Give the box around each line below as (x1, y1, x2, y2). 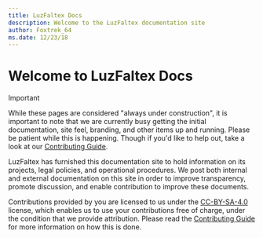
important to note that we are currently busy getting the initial (8, 117, 206, 126)
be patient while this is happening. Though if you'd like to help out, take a (8, 134, 245, 143)
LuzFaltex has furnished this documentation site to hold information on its (8, 157, 246, 167)
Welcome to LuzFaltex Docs (8, 68, 194, 85)
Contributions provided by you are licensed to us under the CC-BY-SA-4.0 (8, 197, 249, 207)
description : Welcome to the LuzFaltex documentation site (8, 19, 206, 27)
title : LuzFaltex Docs (8, 11, 82, 20)
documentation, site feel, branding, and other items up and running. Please (8, 125, 250, 134)
